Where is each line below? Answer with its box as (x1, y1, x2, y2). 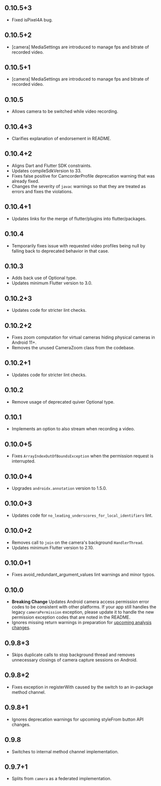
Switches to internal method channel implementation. (11, 748, 119, 754)
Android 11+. (11, 339, 37, 345)
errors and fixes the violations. (11, 188, 73, 194)
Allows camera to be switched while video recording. (11, 108, 119, 114)
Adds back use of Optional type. (11, 275, 77, 281)
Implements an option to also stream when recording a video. (11, 426, 135, 432)
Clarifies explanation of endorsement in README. (11, 136, 111, 141)
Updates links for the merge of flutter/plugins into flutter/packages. (11, 216, 147, 222)
